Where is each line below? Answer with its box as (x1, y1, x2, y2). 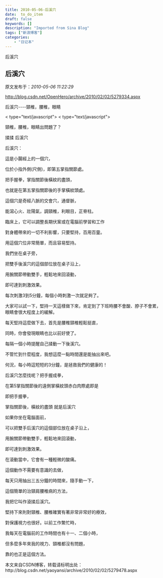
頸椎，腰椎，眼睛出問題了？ (5, 124, 62, 130)
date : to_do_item (5, 12, 43, 17)
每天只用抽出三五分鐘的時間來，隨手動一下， (5, 477, 96, 483)
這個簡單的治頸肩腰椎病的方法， (5, 488, 70, 494)
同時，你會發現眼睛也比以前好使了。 (5, 330, 79, 336)
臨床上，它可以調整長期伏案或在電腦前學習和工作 (5, 218, 105, 224)
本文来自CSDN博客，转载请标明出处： (5, 562, 82, 568)
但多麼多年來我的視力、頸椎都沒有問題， (5, 540, 87, 546)
